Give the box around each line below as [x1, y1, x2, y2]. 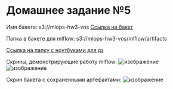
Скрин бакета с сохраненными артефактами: [6, 76, 122, 83]
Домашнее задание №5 [6, 4, 131, 17]
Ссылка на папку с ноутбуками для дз [6, 46, 104, 54]
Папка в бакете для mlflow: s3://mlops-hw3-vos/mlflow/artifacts [6, 35, 167, 42]
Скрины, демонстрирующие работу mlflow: [6, 58, 118, 65]
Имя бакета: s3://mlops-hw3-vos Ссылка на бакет [6, 23, 133, 30]
